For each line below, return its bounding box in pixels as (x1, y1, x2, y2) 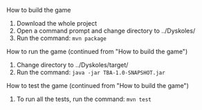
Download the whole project (16, 19, 98, 27)
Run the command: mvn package (16, 34, 107, 42)
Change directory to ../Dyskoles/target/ (16, 61, 129, 68)
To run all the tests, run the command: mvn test (16, 95, 151, 103)
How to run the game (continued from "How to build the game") (6, 48, 188, 55)
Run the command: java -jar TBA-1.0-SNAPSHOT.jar (16, 68, 165, 76)
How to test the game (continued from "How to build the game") (6, 82, 190, 89)
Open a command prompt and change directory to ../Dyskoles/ (16, 27, 196, 35)
